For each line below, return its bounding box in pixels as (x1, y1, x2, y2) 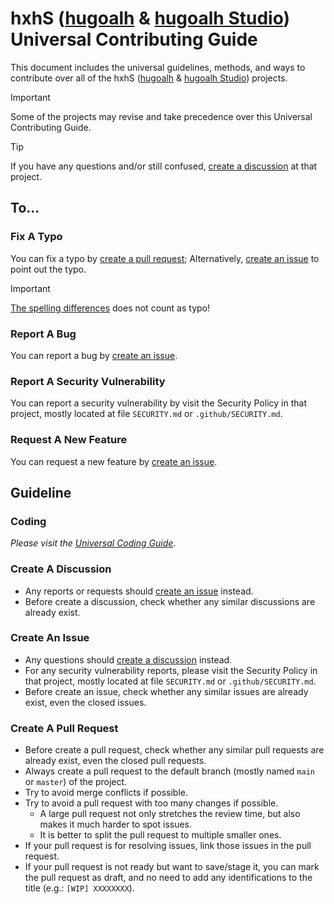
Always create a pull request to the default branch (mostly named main (24, 765, 315, 777)
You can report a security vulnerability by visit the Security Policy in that (10, 397, 307, 409)
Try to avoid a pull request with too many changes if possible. (24, 797, 279, 809)
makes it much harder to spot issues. (39, 818, 193, 831)
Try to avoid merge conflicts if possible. (24, 787, 189, 799)
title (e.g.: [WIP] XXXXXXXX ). (24, 882, 135, 894)
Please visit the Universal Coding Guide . (10, 537, 177, 549)
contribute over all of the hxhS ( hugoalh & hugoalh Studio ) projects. (10, 72, 288, 84)
